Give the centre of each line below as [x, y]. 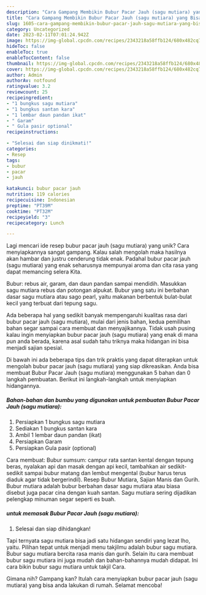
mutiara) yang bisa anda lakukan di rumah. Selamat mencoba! [84, 585]
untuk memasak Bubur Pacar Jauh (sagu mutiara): [73, 513]
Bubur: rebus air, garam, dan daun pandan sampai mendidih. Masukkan [97, 284]
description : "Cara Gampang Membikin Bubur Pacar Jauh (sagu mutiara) [98, 12]
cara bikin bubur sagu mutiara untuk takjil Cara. [66, 567]
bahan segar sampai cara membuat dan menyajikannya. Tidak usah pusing [101, 328]
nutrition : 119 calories [38, 194]
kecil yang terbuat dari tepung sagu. [52, 303]
